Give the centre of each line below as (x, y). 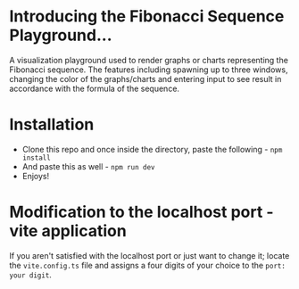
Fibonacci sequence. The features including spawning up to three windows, (149, 70)
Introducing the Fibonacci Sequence (147, 17)
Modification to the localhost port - (141, 212)
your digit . (30, 275)
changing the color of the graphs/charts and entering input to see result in (145, 78)
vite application (68, 231)
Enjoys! (36, 176)
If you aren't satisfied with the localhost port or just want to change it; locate (149, 255)
